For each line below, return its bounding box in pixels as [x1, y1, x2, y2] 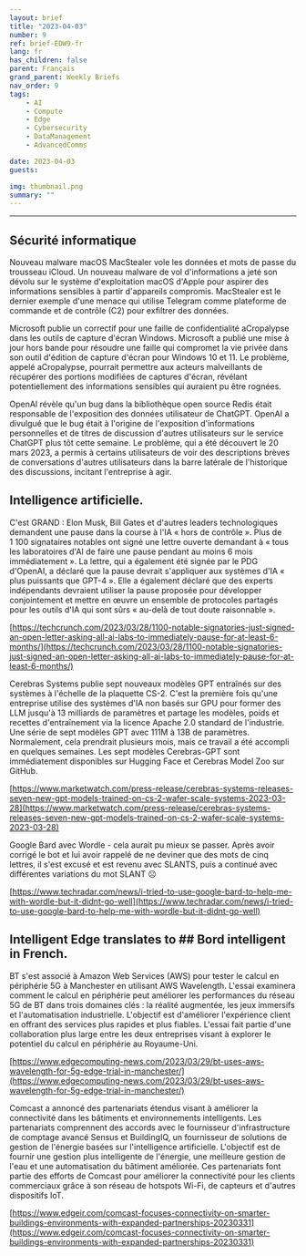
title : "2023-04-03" [9, 22, 88, 31]
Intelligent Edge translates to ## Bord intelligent [9, 932, 286, 948]
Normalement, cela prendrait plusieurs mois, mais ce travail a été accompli [9, 736, 290, 747]
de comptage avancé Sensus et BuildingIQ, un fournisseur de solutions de [9, 1131, 288, 1142]
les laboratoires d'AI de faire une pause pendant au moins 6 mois [9, 546, 253, 557]
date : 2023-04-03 [9, 157, 76, 166]
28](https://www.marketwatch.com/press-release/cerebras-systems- [9, 802, 271, 813]
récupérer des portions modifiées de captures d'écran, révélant [9, 371, 248, 383]
